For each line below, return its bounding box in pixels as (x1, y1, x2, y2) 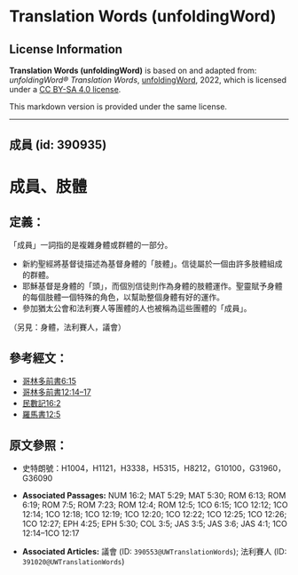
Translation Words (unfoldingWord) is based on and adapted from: (9, 65, 257, 76)
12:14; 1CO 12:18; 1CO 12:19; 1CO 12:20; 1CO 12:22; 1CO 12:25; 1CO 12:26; (21, 509, 287, 520)
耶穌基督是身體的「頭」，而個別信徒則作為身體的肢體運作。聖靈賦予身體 (21, 281, 283, 291)
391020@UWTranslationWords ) (21, 556, 125, 567)
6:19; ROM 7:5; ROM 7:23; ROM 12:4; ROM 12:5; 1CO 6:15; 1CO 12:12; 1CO (21, 499, 288, 510)
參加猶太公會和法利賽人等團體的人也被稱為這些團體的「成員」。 (21, 303, 252, 314)
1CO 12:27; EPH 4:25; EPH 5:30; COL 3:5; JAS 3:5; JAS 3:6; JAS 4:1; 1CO (21, 518, 288, 530)
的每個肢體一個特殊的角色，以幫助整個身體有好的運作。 (21, 291, 224, 303)
